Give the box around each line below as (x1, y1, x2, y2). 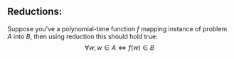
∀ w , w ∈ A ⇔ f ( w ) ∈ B (85, 43, 154, 52)
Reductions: (7, 6, 63, 18)
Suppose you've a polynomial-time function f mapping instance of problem (7, 24, 228, 33)
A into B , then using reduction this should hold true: (7, 32, 158, 41)
